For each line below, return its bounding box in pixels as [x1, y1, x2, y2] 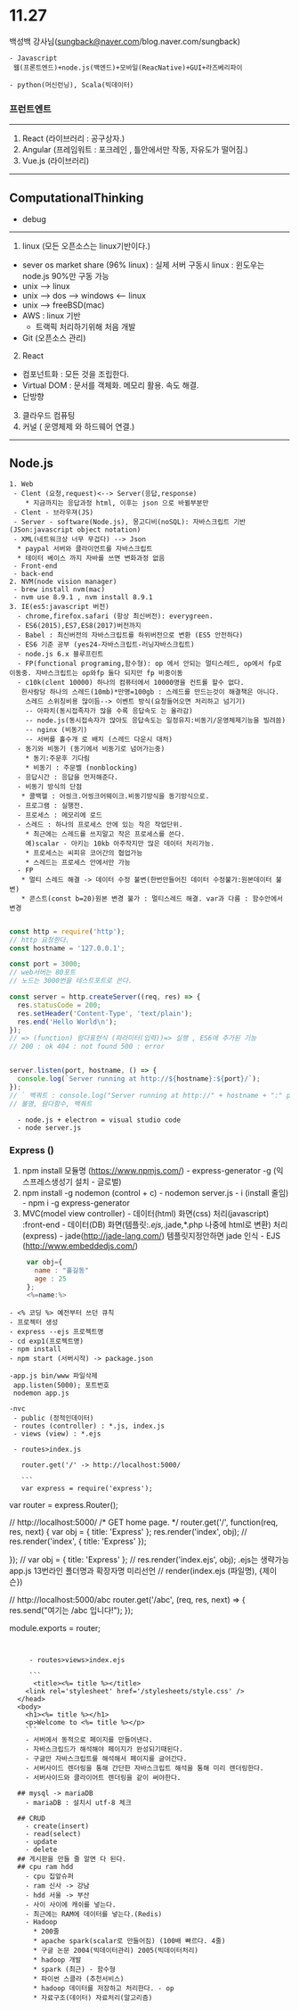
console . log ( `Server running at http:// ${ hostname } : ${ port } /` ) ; [17, 1075, 261, 1083]
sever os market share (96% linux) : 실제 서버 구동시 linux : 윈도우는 [21, 259, 265, 270]
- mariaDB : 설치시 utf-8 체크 [25, 1799, 132, 1808]
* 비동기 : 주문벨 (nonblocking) [25, 763, 138, 772]
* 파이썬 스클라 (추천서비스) [32, 1974, 125, 1984]
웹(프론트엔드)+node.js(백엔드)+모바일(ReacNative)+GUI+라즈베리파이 [12, 63, 243, 72]
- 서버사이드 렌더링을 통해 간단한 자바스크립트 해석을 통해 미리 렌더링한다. [25, 1764, 264, 1773]
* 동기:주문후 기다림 [25, 754, 91, 762]
